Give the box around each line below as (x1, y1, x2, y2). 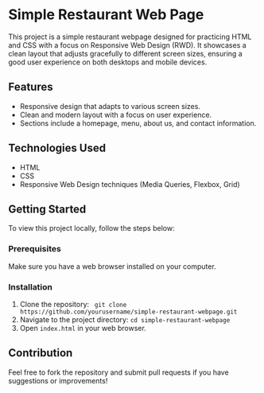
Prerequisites (8, 243, 61, 255)
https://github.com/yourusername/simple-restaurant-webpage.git (19, 308, 238, 316)
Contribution (8, 346, 73, 360)
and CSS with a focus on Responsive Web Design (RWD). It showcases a (8, 40, 247, 49)
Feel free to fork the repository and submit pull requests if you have (8, 368, 229, 377)
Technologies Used (8, 142, 106, 155)
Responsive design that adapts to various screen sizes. (19, 101, 201, 111)
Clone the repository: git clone (19, 299, 127, 309)
